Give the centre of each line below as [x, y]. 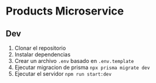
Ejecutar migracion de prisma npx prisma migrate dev [82, 67]
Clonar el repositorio [40, 48]
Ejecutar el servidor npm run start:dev [63, 74]
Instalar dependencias [42, 55]
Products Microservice [65, 11]
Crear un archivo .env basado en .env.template [74, 61]
